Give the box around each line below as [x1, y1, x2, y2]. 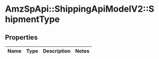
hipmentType [5, 14, 60, 25]
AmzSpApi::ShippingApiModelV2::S [5, 3, 155, 15]
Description [43, 48, 71, 54]
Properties [5, 33, 38, 41]
